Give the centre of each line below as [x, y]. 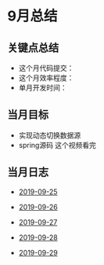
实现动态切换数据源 [50, 135]
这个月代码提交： [46, 68]
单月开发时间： [43, 88]
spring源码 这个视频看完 [57, 145]
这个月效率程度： [46, 78]
